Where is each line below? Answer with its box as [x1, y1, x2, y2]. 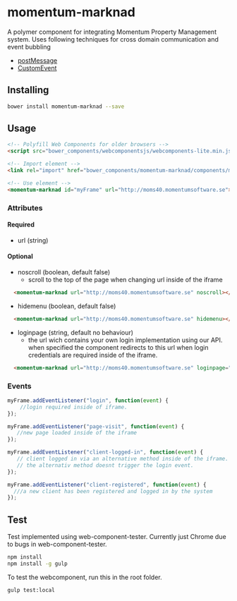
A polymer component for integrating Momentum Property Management [7, 28, 217, 36]
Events [7, 381, 32, 391]
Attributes [7, 202, 43, 212]
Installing [7, 84, 49, 96]
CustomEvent [17, 63, 57, 72]
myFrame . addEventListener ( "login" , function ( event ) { [7, 396, 169, 404]
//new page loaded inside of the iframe [16, 430, 138, 437]
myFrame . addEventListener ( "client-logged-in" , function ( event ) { [7, 449, 203, 456]
